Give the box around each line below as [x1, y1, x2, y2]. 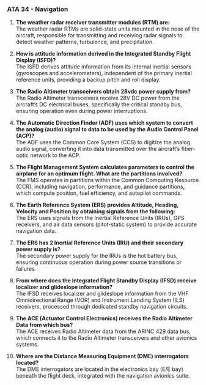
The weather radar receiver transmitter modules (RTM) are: [15, 19, 170, 26]
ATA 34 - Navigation [7, 5, 68, 13]
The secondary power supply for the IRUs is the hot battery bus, [15, 252, 178, 260]
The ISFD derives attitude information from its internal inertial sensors [15, 63, 191, 70]
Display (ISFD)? [15, 57, 56, 64]
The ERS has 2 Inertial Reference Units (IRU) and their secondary [15, 239, 184, 246]
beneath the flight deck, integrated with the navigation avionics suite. [15, 372, 190, 380]
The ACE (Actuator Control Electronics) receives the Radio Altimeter [15, 315, 193, 322]
